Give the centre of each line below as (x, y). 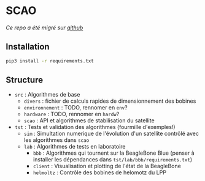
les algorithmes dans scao (56, 140)
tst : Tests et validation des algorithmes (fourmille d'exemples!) (95, 127)
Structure (25, 80)
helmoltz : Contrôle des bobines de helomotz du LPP (100, 172)
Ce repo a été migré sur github (44, 28)
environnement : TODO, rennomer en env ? (75, 108)
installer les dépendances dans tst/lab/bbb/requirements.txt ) (113, 160)
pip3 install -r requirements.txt (50, 61)
